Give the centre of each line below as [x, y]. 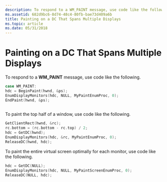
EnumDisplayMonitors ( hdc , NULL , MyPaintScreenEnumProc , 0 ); [69, 170]
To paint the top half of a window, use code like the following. [68, 114]
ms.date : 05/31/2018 [27, 28]
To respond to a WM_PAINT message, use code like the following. [73, 77]
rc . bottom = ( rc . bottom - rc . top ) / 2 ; [46, 128]
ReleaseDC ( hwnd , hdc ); [29, 142]
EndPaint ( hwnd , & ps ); [28, 100]
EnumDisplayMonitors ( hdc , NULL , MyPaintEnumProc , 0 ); [62, 95]
